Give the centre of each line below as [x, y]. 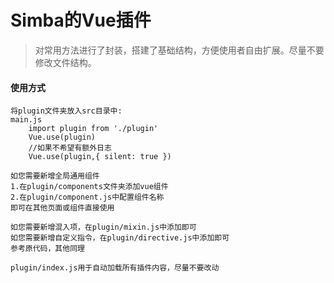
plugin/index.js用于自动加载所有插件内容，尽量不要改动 [115, 268]
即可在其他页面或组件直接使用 [62, 208]
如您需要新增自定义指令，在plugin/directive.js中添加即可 [120, 238]
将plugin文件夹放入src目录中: [66, 111]
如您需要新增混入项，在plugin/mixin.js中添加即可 [103, 227]
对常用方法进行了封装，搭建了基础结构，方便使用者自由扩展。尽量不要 [179, 50]
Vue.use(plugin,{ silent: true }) [100, 157]
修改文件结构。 [65, 62]
